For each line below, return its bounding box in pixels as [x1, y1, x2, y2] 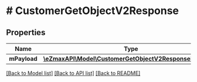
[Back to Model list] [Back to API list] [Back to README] [6, 70, 141, 77]
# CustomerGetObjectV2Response [6, 4, 179, 18]
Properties [6, 28, 46, 37]
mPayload [9, 54, 38, 63]
